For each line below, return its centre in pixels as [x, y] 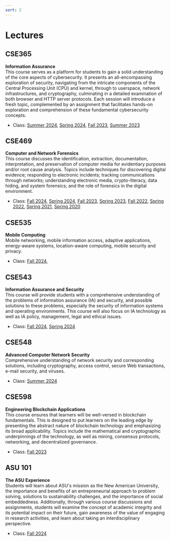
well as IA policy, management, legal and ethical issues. [64, 316]
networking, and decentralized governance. [51, 441]
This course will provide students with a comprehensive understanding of [82, 295]
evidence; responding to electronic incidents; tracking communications [80, 175]
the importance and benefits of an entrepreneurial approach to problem [80, 491]
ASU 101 [18, 468]
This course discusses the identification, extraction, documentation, [77, 159]
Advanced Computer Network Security [48, 355]
